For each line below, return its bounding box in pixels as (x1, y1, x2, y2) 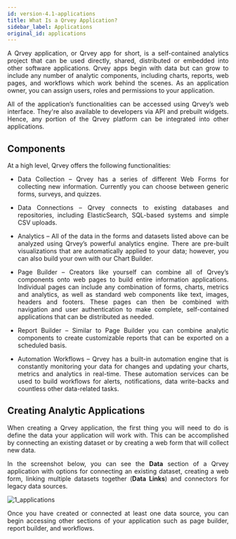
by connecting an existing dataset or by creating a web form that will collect (7, 438, 229, 446)
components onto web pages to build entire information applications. (17, 275, 229, 284)
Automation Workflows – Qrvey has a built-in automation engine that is (17, 355, 229, 364)
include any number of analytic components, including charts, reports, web (7, 72, 229, 80)
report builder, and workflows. (7, 524, 95, 532)
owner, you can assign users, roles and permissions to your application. (7, 86, 215, 95)
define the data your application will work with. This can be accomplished (7, 431, 229, 439)
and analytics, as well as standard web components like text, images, (17, 291, 229, 299)
